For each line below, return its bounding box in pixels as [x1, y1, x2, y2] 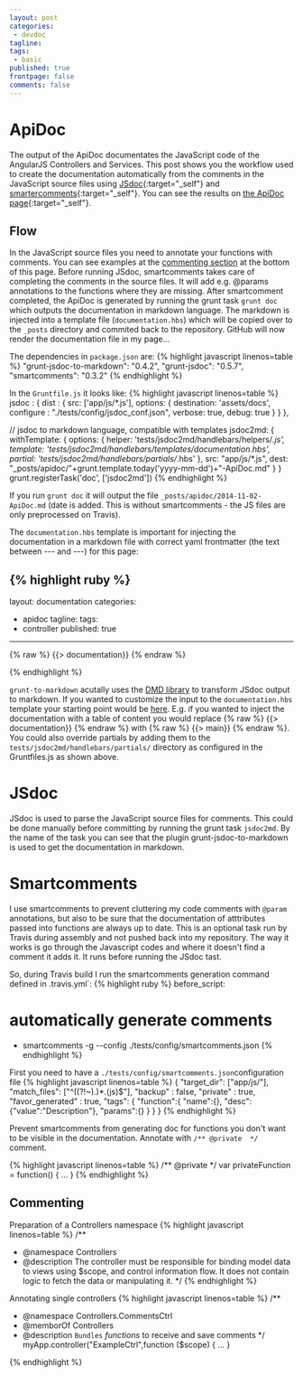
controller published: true [22, 623, 117, 634]
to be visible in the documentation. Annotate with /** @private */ [9, 1133, 259, 1143]
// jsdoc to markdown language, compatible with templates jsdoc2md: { [9, 425, 275, 435]
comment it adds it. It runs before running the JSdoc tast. [9, 951, 223, 962]
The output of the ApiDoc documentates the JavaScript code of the [9, 149, 260, 160]
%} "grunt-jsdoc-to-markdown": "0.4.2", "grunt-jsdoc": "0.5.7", [9, 360, 244, 371]
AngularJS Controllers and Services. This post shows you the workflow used [9, 159, 294, 170]
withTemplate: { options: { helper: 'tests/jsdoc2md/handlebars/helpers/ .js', [9, 435, 286, 445]
